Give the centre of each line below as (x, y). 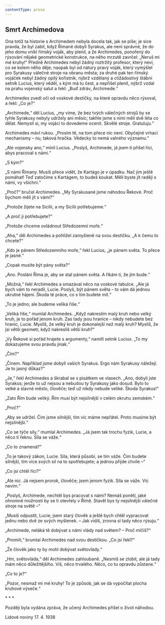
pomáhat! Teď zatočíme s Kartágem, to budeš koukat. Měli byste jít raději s (81, 177)
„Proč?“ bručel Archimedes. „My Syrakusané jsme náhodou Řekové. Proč (79, 192)
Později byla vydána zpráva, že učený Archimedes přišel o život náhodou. (80, 608)
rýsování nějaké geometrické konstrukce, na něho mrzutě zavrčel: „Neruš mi (82, 57)
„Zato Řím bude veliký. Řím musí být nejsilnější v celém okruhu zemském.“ (80, 398)
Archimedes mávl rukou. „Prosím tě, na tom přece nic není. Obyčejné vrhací (82, 133)
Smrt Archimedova (35, 30)
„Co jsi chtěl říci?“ (23, 471)
